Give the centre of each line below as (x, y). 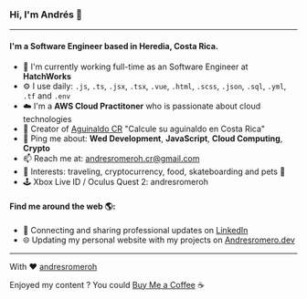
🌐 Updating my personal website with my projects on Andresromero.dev (159, 240)
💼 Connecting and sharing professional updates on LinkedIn (135, 230)
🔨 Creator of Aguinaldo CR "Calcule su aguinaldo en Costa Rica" (144, 129)
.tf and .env (47, 96)
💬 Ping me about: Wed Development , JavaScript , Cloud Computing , (153, 138)
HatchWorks (47, 76)
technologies (47, 119)
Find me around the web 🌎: (63, 206)
